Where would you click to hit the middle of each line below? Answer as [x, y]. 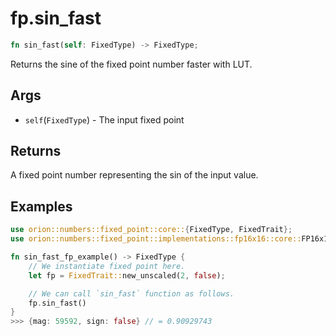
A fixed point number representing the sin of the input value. [134, 175]
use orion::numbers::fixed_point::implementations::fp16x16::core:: [156, 239]
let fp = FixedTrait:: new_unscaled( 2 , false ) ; [127, 275]
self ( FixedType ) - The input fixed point [104, 119]
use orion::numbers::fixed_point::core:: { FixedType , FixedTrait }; [151, 230]
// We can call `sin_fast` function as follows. [131, 293]
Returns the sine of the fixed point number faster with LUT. [131, 64]
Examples [41, 206]
